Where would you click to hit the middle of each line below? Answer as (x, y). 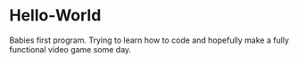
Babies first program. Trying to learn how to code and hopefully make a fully (149, 40)
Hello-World (55, 16)
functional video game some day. (70, 49)
